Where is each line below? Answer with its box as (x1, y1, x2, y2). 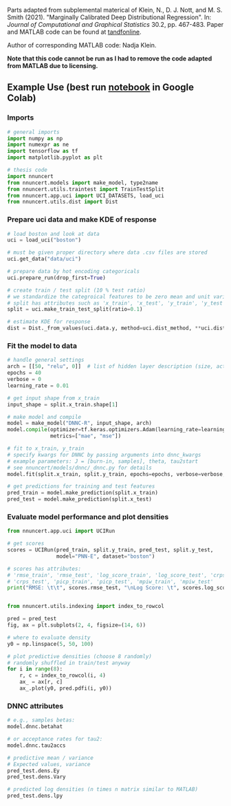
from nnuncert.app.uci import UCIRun (7, 527, 115, 535)
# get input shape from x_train (7, 395, 100, 402)
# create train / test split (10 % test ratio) (7, 287, 146, 294)
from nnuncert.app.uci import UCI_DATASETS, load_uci (7, 192, 165, 199)
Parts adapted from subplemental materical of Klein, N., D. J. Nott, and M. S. (7, 6, 223, 14)
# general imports (7, 129, 60, 135)
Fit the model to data (7, 341, 78, 351)
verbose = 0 (7, 376, 41, 383)
